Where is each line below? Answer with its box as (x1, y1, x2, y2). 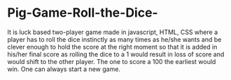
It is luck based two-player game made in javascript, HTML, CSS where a (7, 28, 218, 36)
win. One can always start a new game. (7, 65, 121, 73)
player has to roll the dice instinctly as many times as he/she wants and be (7, 35, 222, 43)
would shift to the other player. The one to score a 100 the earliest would (7, 57, 216, 65)
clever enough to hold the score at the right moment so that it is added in (7, 42, 218, 51)
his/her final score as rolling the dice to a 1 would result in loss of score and (7, 50, 225, 58)
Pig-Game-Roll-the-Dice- (7, 5, 159, 21)
